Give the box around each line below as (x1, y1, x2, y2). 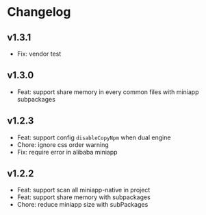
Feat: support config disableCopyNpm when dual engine (16, 133, 171, 142)
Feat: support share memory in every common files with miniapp (16, 87, 199, 96)
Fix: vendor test (16, 49, 62, 58)
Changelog (7, 4, 71, 20)
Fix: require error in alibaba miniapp (16, 148, 118, 156)
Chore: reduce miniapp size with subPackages (16, 201, 149, 209)
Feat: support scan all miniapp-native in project (16, 186, 151, 194)
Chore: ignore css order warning (16, 140, 110, 148)
